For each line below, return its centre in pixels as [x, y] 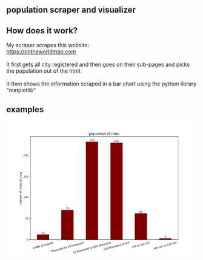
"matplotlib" [21, 90]
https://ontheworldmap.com [41, 52]
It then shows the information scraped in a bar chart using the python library [101, 84]
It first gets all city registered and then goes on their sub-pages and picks [98, 65]
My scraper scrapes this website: [48, 45]
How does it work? [42, 31]
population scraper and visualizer [71, 10]
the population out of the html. [44, 71]
